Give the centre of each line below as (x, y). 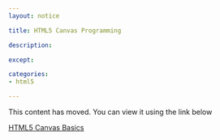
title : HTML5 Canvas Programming (65, 30)
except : (22, 60)
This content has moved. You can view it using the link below (110, 112)
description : (30, 45)
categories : (28, 74)
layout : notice (34, 16)
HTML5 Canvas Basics (46, 127)
